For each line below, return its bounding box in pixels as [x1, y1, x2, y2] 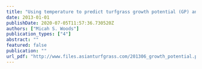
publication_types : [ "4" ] [6, 31, 71, 37]
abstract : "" [6, 37, 39, 43]
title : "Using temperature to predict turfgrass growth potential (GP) [6, 8, 189, 15]
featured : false [6, 43, 47, 49]
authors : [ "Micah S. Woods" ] [6, 25, 79, 32]
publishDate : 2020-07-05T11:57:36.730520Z [6, 20, 114, 26]
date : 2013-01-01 [6, 14, 50, 20]
